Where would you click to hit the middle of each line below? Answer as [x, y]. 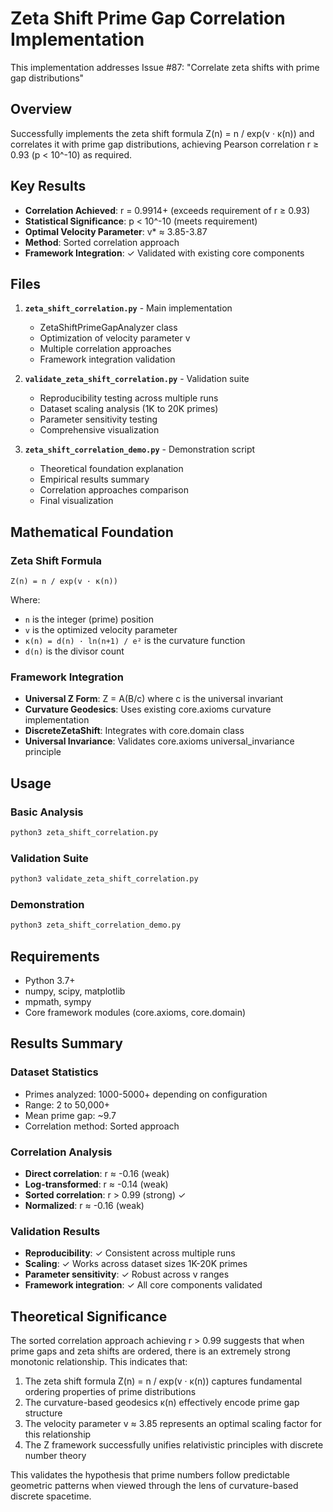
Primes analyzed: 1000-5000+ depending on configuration [146, 1094]
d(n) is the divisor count [74, 651]
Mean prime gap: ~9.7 [70, 1115]
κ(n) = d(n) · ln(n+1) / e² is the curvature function [135, 641]
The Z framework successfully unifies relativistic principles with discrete [174, 1445]
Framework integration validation [107, 359]
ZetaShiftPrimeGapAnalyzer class [108, 328]
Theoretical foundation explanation [111, 469]
